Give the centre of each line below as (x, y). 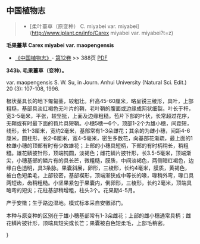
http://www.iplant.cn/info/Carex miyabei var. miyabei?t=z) (103, 33)
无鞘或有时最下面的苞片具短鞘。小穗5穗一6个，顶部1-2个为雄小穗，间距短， (99, 123)
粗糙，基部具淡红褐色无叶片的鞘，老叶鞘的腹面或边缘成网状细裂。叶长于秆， (100, 108)
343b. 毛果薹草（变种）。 (37, 70)
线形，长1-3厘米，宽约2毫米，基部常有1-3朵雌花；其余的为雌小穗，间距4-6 (98, 130)
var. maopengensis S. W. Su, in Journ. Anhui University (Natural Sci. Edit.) (96, 82)
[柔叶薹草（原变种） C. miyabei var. (73, 26)
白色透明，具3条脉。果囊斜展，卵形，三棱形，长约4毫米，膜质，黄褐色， (101, 168)
